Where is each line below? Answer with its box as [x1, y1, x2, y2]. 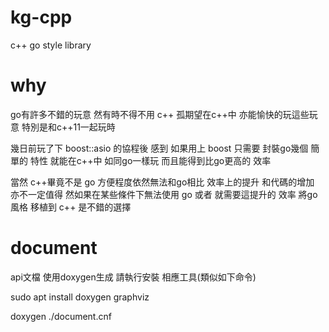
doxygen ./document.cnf [10, 310, 112, 322]
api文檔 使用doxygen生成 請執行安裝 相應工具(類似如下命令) [10, 271, 257, 283]
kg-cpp [10, 6, 73, 29]
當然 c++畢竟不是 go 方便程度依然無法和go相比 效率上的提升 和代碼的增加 [10, 176, 315, 188]
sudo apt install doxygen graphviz [10, 291, 150, 303]
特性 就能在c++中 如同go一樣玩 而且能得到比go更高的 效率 [29, 154, 272, 166]
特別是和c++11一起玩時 [21, 121, 116, 133]
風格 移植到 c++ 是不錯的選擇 [10, 201, 132, 213]
